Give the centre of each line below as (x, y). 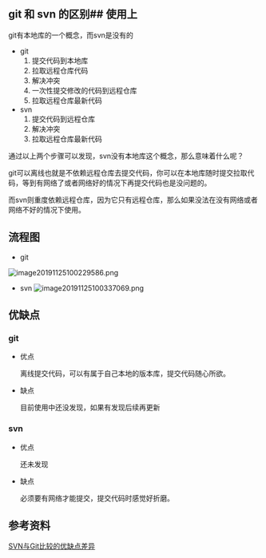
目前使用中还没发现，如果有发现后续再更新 (90, 408)
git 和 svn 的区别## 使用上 (73, 14)
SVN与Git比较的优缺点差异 (52, 546)
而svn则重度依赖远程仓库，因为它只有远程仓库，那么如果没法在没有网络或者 (133, 200)
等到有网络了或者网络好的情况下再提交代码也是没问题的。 (117, 183)
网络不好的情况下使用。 (47, 209)
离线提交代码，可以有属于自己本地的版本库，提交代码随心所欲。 (125, 374)
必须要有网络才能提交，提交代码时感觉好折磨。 (97, 498)
